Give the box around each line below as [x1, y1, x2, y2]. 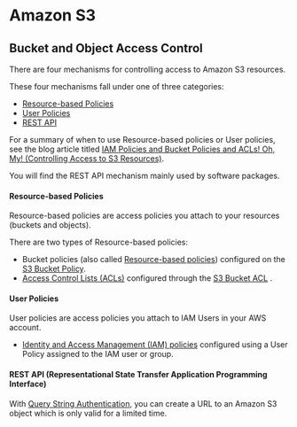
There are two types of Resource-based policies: [9, 237, 189, 248]
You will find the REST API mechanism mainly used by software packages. [9, 170, 280, 181]
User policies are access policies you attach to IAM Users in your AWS [9, 313, 267, 323]
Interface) [9, 378, 47, 389]
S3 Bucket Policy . [21, 263, 86, 275]
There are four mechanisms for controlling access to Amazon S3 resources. [9, 64, 286, 74]
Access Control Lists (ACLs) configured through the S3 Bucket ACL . [21, 273, 273, 283]
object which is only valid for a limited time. [9, 408, 168, 418]
